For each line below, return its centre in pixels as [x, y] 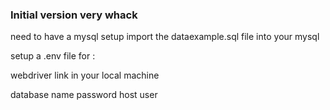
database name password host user [84, 95]
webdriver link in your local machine [85, 75]
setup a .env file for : [53, 56]
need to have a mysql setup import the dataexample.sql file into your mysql [165, 37]
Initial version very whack [74, 15]
